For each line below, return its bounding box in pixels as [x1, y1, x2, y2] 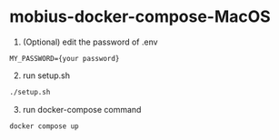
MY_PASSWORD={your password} [9, 54, 120, 63]
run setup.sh [22, 70, 71, 81]
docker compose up [9, 121, 79, 131]
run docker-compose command [22, 104, 142, 115]
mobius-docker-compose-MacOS [9, 6, 271, 27]
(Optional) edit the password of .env [22, 36, 158, 47]
